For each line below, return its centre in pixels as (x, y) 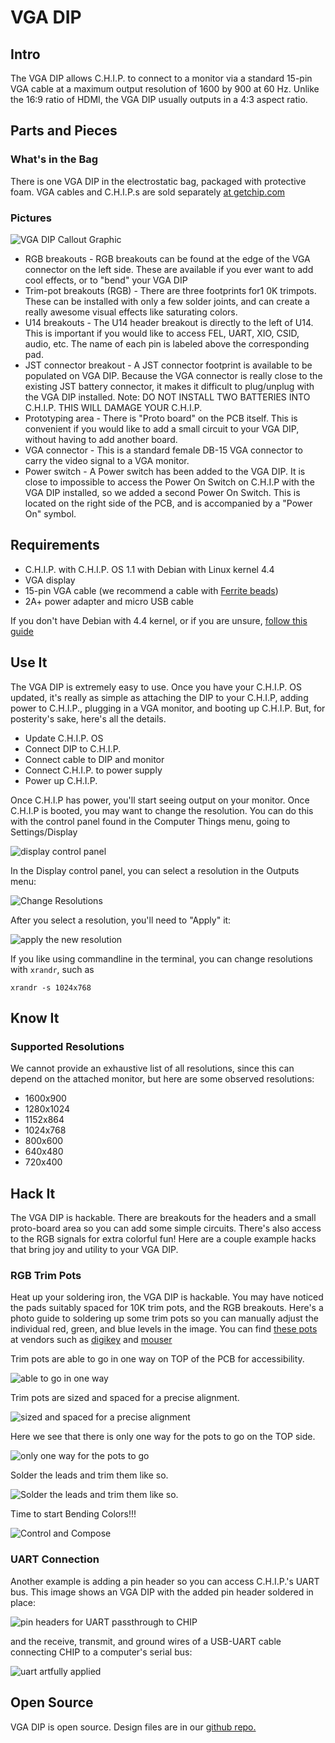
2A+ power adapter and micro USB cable (109, 601)
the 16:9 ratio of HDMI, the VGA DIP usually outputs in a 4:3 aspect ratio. (159, 99)
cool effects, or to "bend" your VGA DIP (106, 280)
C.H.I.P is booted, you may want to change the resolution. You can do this (162, 810)
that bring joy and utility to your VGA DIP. (94, 1250)
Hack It (33, 1193)
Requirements (55, 545)
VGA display (50, 580)
